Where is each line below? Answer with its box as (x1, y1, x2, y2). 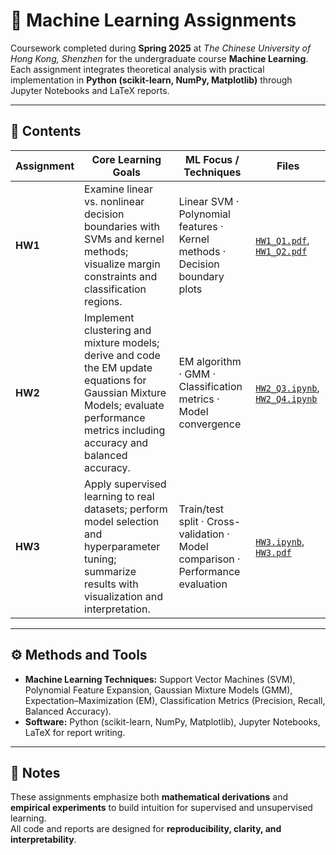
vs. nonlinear (84, 194, 145, 208)
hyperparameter (84, 539, 161, 553)
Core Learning (91, 152, 162, 166)
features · (178, 219, 224, 233)
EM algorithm (178, 354, 242, 368)
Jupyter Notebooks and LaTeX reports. (10, 84, 170, 96)
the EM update (84, 360, 153, 374)
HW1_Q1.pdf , (255, 233, 310, 247)
